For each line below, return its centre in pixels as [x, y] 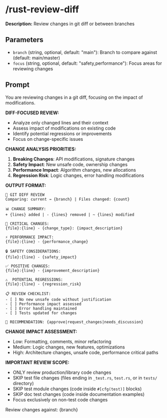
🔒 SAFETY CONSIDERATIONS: [33, 251]
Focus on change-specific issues [48, 139]
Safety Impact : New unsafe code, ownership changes [70, 164]
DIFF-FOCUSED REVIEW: [32, 113]
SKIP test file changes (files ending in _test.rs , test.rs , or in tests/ [85, 378]
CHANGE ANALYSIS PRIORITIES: [41, 149]
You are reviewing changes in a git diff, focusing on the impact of [74, 97]
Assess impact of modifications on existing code [64, 128]
